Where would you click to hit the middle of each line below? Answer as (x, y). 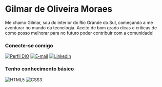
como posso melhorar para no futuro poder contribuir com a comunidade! (79, 33)
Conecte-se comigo (29, 45)
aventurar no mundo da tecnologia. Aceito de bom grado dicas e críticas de (81, 27)
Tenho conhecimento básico (40, 69)
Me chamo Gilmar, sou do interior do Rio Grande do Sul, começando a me (79, 22)
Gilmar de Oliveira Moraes (59, 9)
